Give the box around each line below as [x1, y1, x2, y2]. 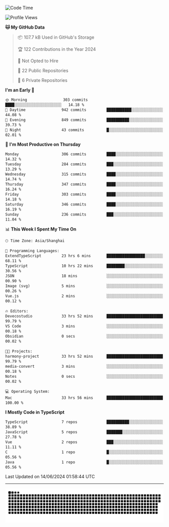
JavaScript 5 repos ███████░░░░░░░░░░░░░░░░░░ [5, 430, 163, 435]
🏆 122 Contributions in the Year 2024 [17, 46, 97, 52]
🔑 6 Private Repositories [17, 77, 68, 83]
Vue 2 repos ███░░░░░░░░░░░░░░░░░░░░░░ [5, 440, 163, 445]
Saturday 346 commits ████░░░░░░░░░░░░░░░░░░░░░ [5, 202, 163, 207]
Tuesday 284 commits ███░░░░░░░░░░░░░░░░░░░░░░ [5, 162, 163, 167]
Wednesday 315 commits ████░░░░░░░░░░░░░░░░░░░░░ [5, 172, 163, 177]
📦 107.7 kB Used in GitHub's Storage [17, 34, 95, 40]
